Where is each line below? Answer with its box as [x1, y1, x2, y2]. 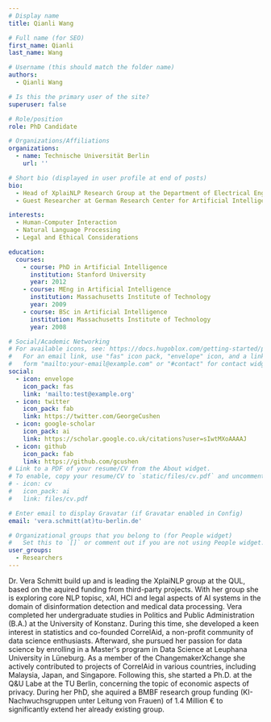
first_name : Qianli [8, 41, 74, 49]
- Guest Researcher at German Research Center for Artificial [15, 197, 229, 205]
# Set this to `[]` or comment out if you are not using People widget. [8, 539, 265, 547]
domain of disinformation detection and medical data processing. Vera [8, 601, 243, 611]
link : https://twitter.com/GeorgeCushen [23, 413, 161, 421]
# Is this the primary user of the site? [8, 93, 150, 101]
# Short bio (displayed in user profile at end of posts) [8, 174, 207, 182]
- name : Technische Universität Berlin [15, 152, 150, 160]
